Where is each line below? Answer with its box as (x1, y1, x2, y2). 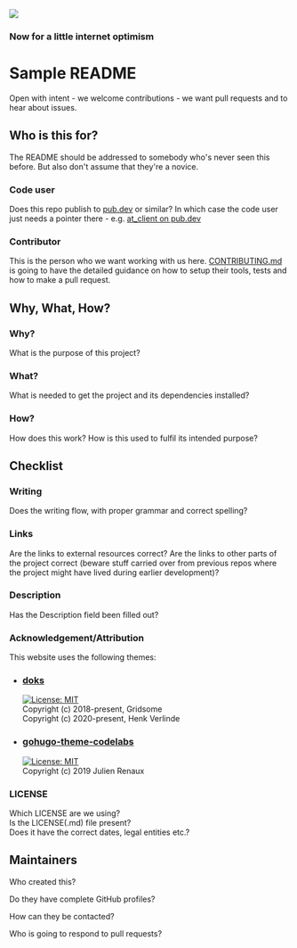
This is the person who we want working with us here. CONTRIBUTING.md (9, 256, 283, 267)
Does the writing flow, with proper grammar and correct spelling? (9, 506, 248, 516)
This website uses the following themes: (9, 652, 157, 663)
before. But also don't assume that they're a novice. (9, 161, 199, 172)
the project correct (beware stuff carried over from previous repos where (9, 557, 277, 568)
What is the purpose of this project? (9, 347, 140, 358)
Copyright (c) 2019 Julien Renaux (21, 765, 145, 776)
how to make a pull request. (9, 275, 111, 285)
